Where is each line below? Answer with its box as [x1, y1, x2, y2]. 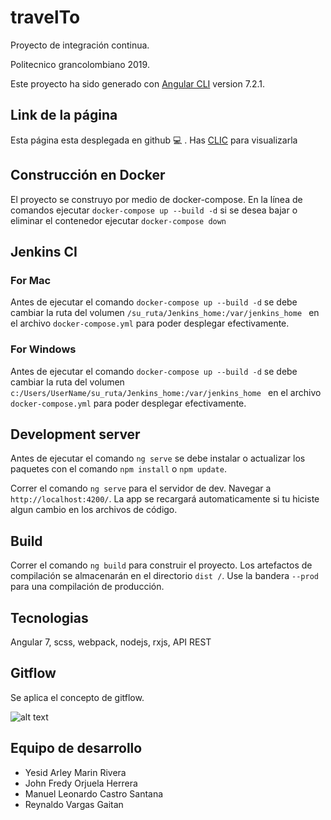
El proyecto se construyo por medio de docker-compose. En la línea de [10, 193, 303, 205]
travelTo [10, 6, 81, 29]
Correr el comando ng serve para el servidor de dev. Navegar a [10, 482, 272, 495]
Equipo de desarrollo [10, 740, 143, 757]
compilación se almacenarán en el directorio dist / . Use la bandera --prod [10, 570, 319, 582]
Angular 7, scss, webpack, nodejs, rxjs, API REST [10, 636, 212, 648]
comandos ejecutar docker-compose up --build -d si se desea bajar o [10, 204, 298, 216]
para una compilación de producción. [10, 581, 165, 593]
